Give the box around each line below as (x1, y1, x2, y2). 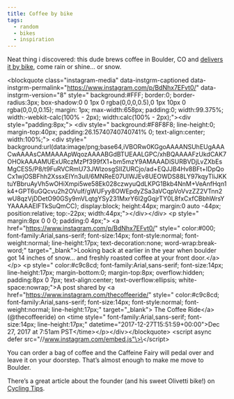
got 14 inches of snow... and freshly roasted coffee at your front (7, 253, 190, 262)
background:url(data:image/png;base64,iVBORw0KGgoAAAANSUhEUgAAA (7, 143, 225, 151)
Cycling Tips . (7, 384, 45, 393)
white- (178, 276, 197, 284)
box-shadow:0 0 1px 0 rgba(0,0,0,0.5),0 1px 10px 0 (40, 98, 187, 107)
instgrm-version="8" (7, 91, 67, 100)
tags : (7, 17, 23, 24)
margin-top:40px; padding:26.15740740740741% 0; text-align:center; (7, 128, 205, 136)
